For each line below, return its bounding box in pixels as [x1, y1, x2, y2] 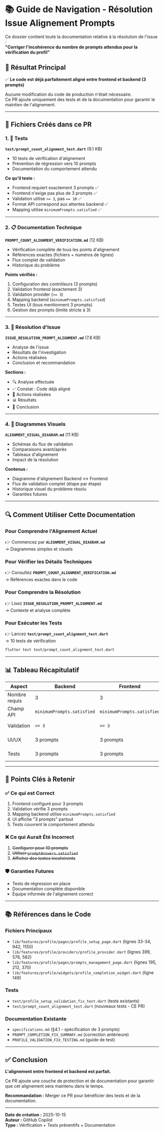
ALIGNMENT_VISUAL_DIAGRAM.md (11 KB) [5, 432, 79, 438]
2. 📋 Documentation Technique [5, 224, 82, 231]
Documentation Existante [5, 1015, 67, 1022]
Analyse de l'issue [12, 344, 49, 350]
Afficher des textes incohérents [12, 855, 76, 861]
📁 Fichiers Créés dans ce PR [5, 121, 92, 129]
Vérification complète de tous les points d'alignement [12, 246, 120, 252]
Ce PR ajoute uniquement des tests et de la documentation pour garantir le [5, 96, 155, 102]
